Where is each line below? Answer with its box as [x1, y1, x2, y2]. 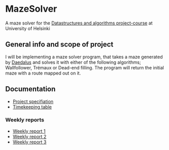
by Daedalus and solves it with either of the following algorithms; [5, 59, 141, 65]
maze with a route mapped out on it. [5, 70, 81, 76]
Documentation [5, 85, 56, 93]
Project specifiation [12, 98, 53, 105]
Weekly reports [5, 116, 44, 123]
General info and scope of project [5, 40, 114, 49]
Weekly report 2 [12, 133, 47, 139]
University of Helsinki [5, 25, 50, 31]
